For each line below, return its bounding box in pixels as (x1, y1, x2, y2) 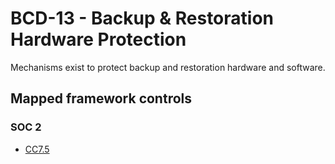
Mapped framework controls (10, 90, 193, 107)
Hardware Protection (10, 28, 187, 51)
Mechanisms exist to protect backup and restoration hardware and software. (10, 61, 326, 73)
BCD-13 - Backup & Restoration (10, 7, 274, 30)
